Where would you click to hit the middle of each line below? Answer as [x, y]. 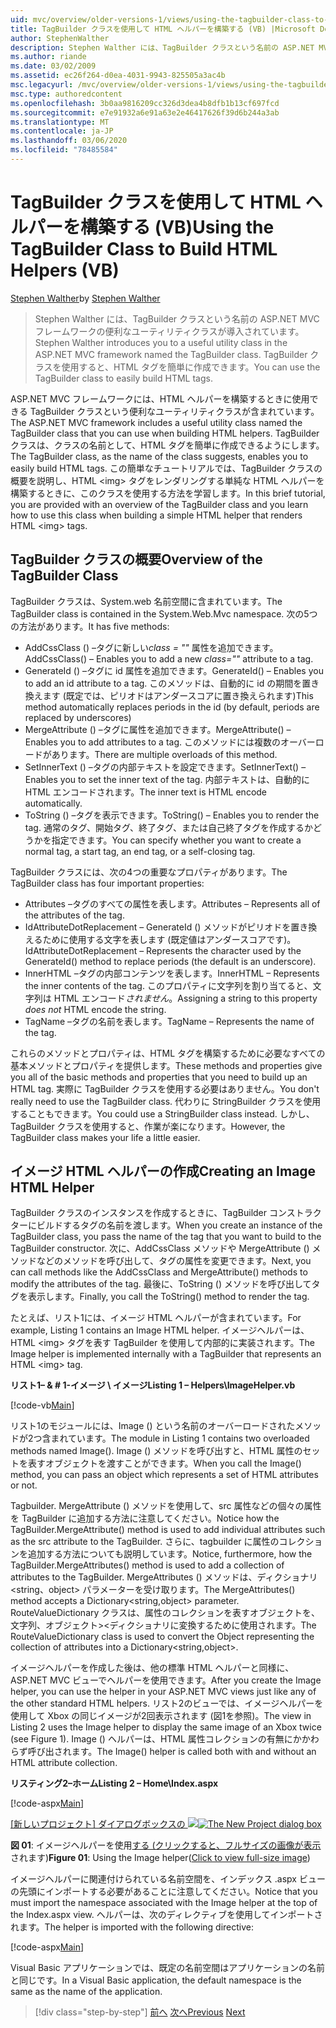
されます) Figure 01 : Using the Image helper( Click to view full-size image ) [160, 1858]
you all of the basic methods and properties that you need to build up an [159, 1077]
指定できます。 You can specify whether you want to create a [176, 840]
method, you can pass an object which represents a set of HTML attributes [164, 1475]
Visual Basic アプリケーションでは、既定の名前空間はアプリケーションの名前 [168, 1968]
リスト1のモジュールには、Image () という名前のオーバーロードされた [153, 1426]
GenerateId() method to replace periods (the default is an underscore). [170, 961]
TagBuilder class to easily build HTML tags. [123, 378]
